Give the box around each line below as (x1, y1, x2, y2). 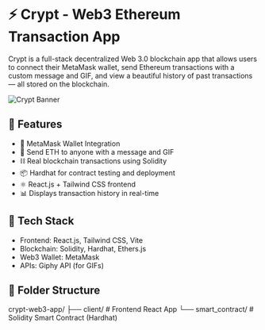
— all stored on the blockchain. (8, 79, 109, 89)
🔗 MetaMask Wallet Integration (19, 139, 121, 148)
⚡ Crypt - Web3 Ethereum (8, 6, 181, 24)
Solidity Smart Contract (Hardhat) (8, 313, 117, 323)
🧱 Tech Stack (8, 214, 75, 228)
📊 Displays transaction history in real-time (19, 188, 159, 198)
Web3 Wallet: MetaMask (19, 252, 100, 262)
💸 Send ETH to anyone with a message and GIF (19, 147, 175, 156)
